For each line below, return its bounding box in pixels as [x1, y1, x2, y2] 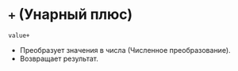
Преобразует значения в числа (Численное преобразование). [19, 45, 232, 54]
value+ [8, 32, 30, 39]
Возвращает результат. [19, 54, 99, 63]
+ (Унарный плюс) [8, 6, 133, 24]
